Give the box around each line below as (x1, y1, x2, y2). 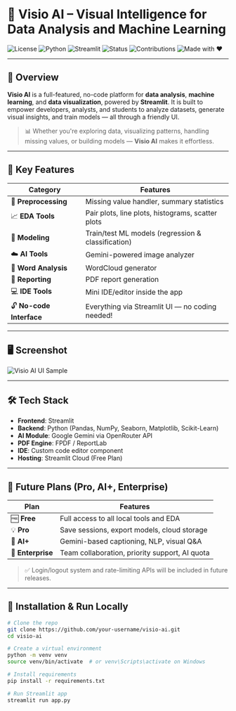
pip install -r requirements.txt (7, 677, 105, 684)
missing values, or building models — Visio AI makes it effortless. (24, 136, 214, 145)
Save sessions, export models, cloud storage (59, 525, 208, 534)
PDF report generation (85, 274, 159, 284)
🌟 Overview (7, 72, 59, 84)
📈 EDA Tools (11, 211, 55, 221)
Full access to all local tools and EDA (59, 513, 181, 523)
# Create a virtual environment (7, 645, 102, 653)
